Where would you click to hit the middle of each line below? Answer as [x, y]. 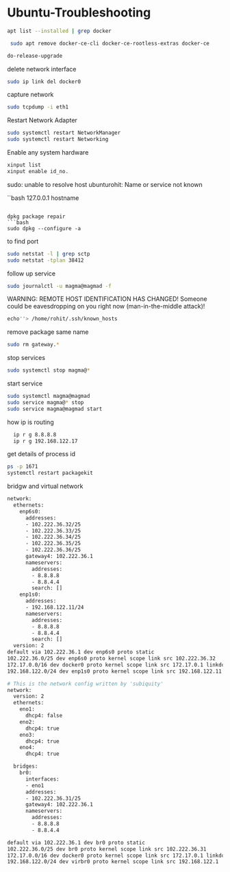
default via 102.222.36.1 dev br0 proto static [76, 842]
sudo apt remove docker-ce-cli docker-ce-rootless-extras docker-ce [110, 43]
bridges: [26, 767]
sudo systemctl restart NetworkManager [64, 133]
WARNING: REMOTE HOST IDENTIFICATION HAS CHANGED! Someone [107, 299]
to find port [23, 241]
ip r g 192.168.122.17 [46, 441]
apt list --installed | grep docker [59, 31]
